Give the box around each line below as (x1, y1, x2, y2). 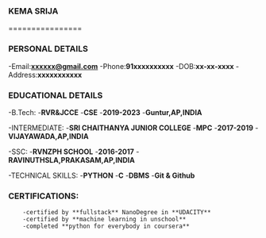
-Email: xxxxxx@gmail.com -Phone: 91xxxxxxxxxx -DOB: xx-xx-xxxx (8, 61, 234, 71)
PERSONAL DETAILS (8, 44, 89, 55)
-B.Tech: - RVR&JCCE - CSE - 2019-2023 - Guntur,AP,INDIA (8, 107, 202, 117)
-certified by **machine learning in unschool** (22, 216, 187, 224)
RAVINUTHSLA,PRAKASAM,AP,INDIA (8, 155, 135, 164)
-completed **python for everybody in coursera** (22, 222, 191, 231)
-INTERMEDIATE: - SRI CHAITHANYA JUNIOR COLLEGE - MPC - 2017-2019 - (8, 123, 259, 132)
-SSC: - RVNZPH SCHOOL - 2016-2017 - (8, 147, 140, 156)
